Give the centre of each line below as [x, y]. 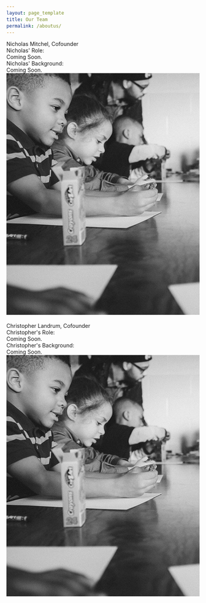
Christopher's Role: [31, 332]
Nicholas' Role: [25, 51]
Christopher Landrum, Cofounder [48, 325]
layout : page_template [35, 13]
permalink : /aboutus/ [34, 26]
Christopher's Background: [40, 345]
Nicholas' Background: [35, 64]
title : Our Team [27, 19]
